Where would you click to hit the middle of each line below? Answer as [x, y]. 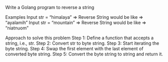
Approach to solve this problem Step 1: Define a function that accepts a [79, 38]
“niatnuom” [17, 28]
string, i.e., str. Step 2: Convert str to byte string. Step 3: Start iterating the [82, 43]
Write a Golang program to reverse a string [50, 7]
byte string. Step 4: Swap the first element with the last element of [74, 49]
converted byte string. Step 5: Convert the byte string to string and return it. [84, 54]
